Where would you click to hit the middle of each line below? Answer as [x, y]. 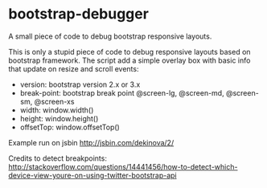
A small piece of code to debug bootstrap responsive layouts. [110, 36]
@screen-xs [54, 101]
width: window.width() [57, 110]
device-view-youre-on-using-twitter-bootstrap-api [92, 175]
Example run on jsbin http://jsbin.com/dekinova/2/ [91, 142]
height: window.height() [59, 118]
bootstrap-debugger [78, 14]
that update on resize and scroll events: [74, 68]
